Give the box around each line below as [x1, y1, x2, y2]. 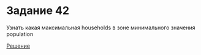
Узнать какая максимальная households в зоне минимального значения [6, 24, 195, 31]
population [6, 30, 34, 37]
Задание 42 [6, 4, 69, 18]
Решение [6, 42, 31, 50]
